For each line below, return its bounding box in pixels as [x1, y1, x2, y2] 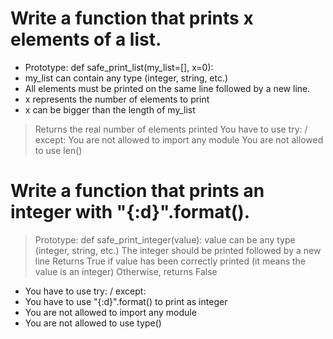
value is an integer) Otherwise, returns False [34, 265, 218, 277]
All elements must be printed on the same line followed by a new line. [24, 82, 311, 94]
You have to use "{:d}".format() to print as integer [24, 295, 228, 307]
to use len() [34, 144, 83, 156]
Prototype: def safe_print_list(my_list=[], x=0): [24, 61, 214, 73]
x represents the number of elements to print [24, 93, 210, 105]
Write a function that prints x [10, 7, 254, 30]
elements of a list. [10, 28, 162, 51]
